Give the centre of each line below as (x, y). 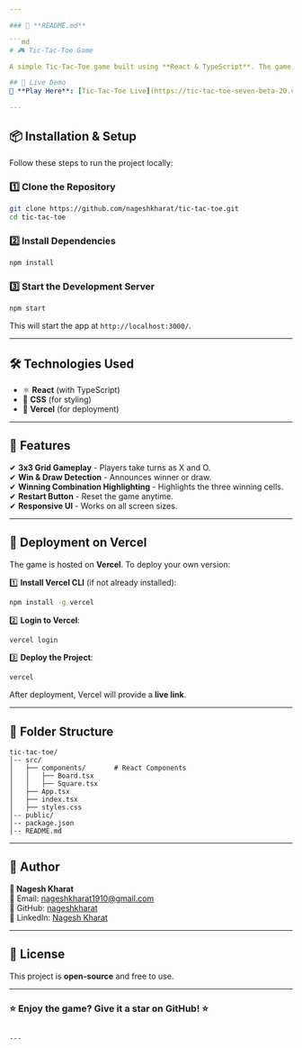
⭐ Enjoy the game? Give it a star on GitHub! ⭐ (109, 1008)
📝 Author (35, 867)
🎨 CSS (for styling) (57, 400)
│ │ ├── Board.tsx (52, 776)
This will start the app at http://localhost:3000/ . (100, 326)
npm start (28, 309)
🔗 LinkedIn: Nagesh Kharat (58, 917)
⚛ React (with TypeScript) (71, 390)
